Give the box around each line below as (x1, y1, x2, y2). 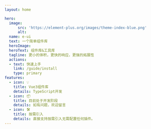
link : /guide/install (13, 66, 57, 71)
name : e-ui (9, 34, 31, 39)
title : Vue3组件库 (13, 84, 49, 89)
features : (4, 76, 25, 80)
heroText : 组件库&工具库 (9, 48, 55, 53)
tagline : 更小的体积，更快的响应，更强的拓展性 (9, 52, 94, 57)
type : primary (13, 71, 42, 76)
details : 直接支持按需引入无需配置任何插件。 (13, 116, 95, 121)
